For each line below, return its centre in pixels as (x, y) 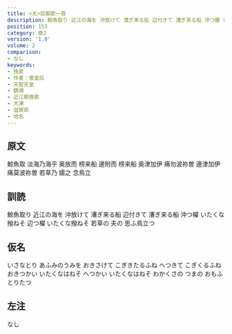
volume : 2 (21, 46)
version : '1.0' (29, 39)
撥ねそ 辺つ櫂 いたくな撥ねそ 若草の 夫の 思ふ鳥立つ (81, 223)
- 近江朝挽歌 (23, 98)
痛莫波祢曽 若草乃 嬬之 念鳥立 (49, 173)
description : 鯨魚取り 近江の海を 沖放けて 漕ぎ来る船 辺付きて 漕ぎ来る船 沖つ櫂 (114, 20)
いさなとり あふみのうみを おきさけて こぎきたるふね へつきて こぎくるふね (114, 265)
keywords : (21, 65)
